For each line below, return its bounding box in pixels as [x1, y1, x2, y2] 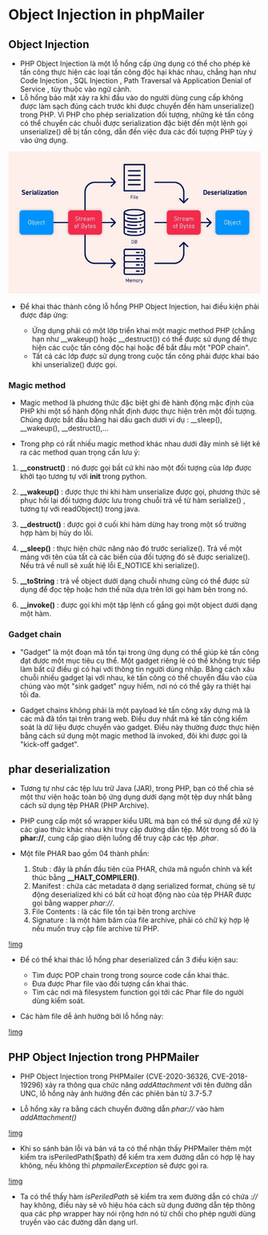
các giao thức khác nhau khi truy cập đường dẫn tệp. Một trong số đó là [19, 825, 257, 834]
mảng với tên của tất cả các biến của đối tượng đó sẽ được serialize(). [19, 552, 250, 562]
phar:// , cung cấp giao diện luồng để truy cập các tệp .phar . [19, 833, 219, 843]
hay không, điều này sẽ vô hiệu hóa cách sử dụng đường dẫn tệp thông [19, 1201, 255, 1210]
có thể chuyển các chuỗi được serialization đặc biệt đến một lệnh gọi [19, 119, 248, 127]
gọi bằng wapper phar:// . [31, 898, 115, 908]
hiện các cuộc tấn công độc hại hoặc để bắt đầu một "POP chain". [31, 342, 250, 352]
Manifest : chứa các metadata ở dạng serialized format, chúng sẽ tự [31, 882, 256, 891]
